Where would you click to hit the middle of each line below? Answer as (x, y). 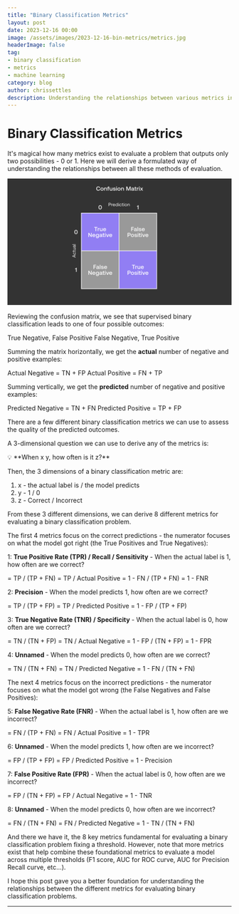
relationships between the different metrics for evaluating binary (101, 888)
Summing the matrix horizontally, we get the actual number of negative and (118, 351)
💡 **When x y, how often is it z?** (59, 457)
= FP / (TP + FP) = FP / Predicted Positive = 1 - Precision (90, 760)
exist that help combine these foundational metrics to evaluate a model (111, 852)
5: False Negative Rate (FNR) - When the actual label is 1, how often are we (118, 711)
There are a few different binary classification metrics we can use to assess (118, 422)
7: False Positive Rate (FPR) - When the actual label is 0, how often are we (116, 774)
